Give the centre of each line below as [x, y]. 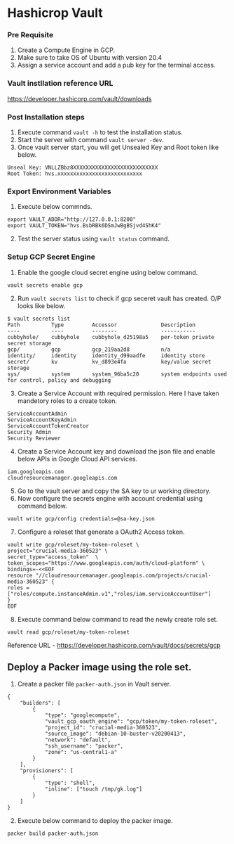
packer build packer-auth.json [53, 834]
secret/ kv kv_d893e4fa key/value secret [109, 362]
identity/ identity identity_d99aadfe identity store [106, 356]
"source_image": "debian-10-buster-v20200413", [116, 734]
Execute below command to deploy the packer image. [95, 821]
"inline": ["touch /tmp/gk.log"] [93, 789]
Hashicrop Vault [55, 13]
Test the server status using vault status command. [94, 239]
